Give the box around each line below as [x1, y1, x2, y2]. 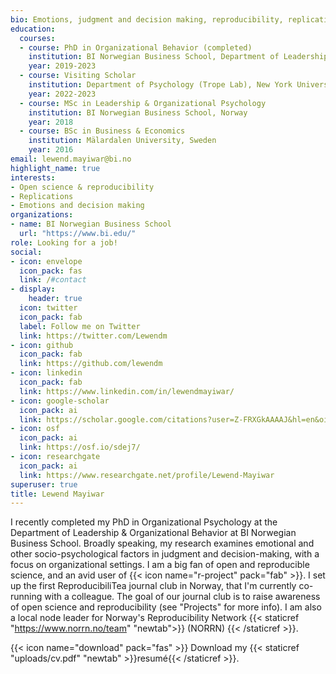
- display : [10, 284, 56, 295]
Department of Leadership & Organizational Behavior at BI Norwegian [10, 527, 297, 539]
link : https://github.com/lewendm [19, 359, 163, 369]
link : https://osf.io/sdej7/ [19, 442, 141, 453]
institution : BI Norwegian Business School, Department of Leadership [28, 52, 329, 62]
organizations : [10, 210, 74, 220]
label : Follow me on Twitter [19, 321, 141, 331]
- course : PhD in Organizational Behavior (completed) [19, 42, 253, 53]
